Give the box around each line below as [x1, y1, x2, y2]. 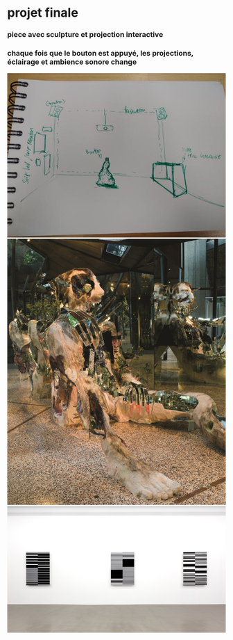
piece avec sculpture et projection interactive [7, 30, 164, 40]
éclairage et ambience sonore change [7, 57, 137, 67]
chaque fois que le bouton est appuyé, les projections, [7, 49, 194, 58]
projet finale [7, 5, 78, 21]
